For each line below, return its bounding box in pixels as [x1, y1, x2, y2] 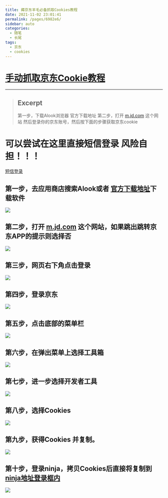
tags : [5, 40, 16, 45]
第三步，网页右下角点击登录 [5, 261, 91, 270]
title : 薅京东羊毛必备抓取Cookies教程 [5, 7, 78, 13]
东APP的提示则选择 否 [5, 232, 71, 241]
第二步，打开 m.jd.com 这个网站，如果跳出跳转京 [5, 223, 157, 231]
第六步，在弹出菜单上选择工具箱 [5, 348, 104, 357]
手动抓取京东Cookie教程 [5, 72, 105, 84]
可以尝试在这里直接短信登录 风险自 [5, 138, 147, 150]
